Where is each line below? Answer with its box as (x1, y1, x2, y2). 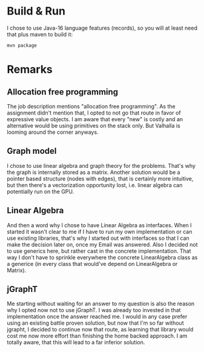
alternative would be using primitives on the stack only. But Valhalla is (7, 122, 180, 129)
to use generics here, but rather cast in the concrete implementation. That (7, 247, 191, 254)
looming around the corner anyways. (7, 128, 99, 136)
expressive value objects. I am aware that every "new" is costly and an (7, 115, 183, 122)
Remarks (7, 62, 53, 76)
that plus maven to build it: (7, 30, 73, 38)
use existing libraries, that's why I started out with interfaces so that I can (7, 234, 189, 242)
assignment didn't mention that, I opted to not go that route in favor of (7, 109, 181, 116)
